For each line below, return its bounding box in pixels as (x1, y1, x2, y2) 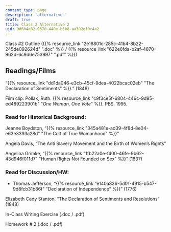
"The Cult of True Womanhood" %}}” (41, 131, 119, 137)
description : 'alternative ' (5, 12, 67, 17)
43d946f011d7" (5, 156, 38, 162)
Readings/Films (5, 66, 56, 75)
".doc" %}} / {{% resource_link (41, 46, 106, 52)
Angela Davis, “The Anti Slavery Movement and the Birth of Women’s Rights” (5, 140, 166, 146)
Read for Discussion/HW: (5, 168, 69, 176)
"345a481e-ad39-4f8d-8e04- (85, 125, 149, 131)
